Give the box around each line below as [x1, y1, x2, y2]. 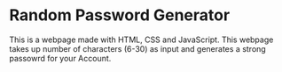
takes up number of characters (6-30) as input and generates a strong [9, 43, 266, 54]
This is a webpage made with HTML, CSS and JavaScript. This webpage [9, 34, 274, 45]
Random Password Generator [9, 5, 231, 25]
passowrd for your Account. [9, 53, 112, 63]
